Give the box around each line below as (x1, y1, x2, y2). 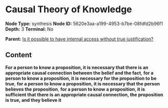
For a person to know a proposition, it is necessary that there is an (5, 64, 149, 70)
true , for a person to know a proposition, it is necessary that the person (5, 80, 160, 87)
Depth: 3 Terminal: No (5, 26, 54, 32)
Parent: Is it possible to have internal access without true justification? (5, 36, 154, 42)
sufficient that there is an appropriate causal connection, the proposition (5, 91, 163, 98)
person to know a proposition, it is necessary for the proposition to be (5, 75, 157, 81)
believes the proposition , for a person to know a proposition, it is (5, 86, 145, 92)
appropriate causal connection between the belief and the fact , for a (5, 70, 154, 76)
